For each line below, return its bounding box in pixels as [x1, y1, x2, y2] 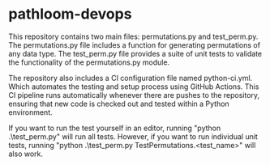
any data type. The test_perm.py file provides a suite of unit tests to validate [8, 49, 263, 58]
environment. [8, 107, 53, 117]
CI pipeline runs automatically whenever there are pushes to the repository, [8, 90, 260, 99]
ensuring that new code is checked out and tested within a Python [8, 99, 229, 108]
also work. [8, 149, 43, 159]
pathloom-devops [8, 5, 132, 23]
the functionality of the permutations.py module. [8, 57, 170, 67]
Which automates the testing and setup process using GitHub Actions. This [8, 82, 259, 91]
